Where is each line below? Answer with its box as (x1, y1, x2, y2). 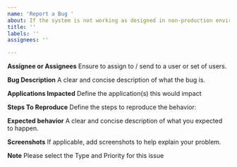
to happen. (7, 124, 39, 132)
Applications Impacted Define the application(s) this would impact (7, 89, 202, 98)
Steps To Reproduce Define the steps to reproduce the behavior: (7, 103, 197, 111)
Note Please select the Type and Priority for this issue (7, 151, 164, 160)
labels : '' (7, 30, 39, 37)
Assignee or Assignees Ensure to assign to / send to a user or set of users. (7, 62, 227, 70)
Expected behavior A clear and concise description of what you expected (7, 117, 223, 125)
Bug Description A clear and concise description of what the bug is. (7, 75, 206, 85)
